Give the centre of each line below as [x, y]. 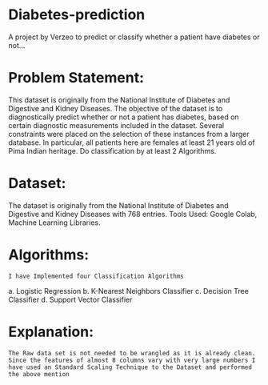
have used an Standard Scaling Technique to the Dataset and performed [130, 367]
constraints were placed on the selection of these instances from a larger [129, 134]
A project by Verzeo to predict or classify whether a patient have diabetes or [134, 37]
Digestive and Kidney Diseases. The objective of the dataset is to [116, 108]
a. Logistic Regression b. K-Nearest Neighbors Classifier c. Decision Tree [129, 291]
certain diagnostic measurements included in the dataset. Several [116, 125]
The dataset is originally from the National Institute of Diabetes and [119, 205]
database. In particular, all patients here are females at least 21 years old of [132, 142]
